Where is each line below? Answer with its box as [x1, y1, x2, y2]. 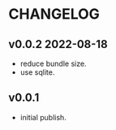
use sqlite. [19, 67, 55, 77]
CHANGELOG [8, 5, 100, 24]
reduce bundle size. [19, 58, 87, 68]
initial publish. [19, 112, 67, 122]
